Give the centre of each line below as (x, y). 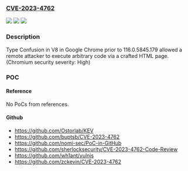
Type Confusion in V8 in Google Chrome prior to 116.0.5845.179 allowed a (94, 49)
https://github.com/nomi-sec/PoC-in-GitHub (68, 143)
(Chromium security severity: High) (48, 62)
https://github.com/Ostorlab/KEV (54, 131)
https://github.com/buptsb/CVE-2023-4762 (67, 136)
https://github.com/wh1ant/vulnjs (54, 155)
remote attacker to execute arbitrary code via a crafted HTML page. (88, 56)
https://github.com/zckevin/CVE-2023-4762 (68, 162)
